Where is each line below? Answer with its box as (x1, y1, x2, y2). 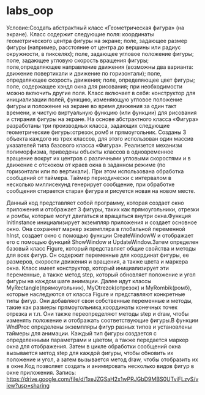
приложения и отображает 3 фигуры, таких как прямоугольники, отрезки (6, 205, 199, 213)
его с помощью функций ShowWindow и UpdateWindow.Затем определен (6, 238, 199, 246)
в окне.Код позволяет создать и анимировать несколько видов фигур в (6, 362, 195, 369)
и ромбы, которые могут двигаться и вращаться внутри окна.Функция (6, 212, 192, 219)
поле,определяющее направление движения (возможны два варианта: (6, 63, 194, 71)
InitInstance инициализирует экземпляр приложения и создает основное (6, 219, 198, 226)
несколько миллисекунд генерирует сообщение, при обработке (6, 181, 175, 188)
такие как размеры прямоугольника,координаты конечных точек (6, 303, 178, 311)
